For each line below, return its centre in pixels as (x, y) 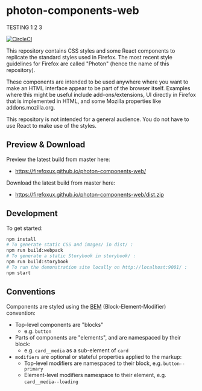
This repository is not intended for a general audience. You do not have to (98, 119)
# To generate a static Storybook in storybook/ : (71, 256)
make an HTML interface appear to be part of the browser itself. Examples (98, 88)
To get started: (25, 228)
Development (32, 213)
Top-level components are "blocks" (59, 324)
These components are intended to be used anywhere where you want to (97, 82)
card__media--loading (51, 382)
